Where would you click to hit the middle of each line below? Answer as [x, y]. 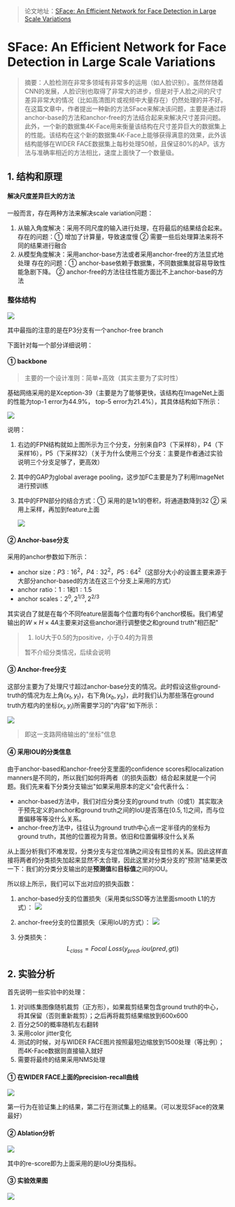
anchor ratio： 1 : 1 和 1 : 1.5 [55, 589]
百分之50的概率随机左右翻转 [58, 1025]
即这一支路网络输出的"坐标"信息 [70, 734]
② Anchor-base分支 [38, 540]
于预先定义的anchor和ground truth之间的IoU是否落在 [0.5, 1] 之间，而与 [118, 810]
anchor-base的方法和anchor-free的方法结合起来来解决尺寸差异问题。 [124, 117]
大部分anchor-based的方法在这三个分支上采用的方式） [96, 581]
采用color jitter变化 [44, 1033]
